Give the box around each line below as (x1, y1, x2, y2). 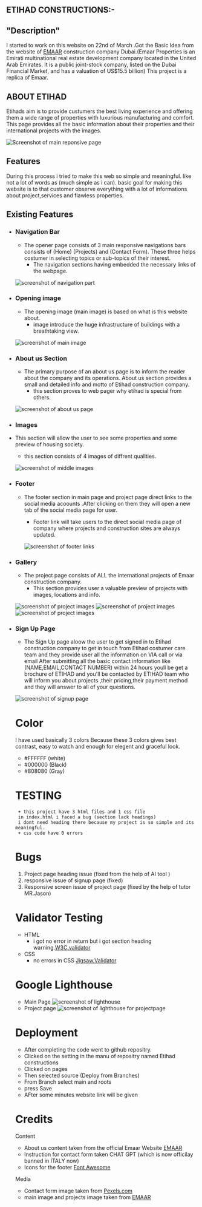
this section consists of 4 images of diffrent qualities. (24, 452, 157, 460)
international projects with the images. (6, 127, 102, 134)
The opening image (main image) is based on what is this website (24, 308, 187, 315)
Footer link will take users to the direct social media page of (33, 518, 182, 525)
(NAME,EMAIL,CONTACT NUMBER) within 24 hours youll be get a (24, 664, 188, 671)
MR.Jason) (24, 889, 51, 897)
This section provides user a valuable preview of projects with (33, 585, 188, 591)
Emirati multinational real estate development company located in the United (6, 55, 197, 62)
